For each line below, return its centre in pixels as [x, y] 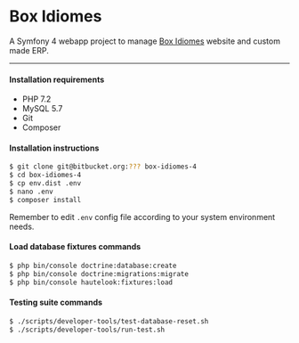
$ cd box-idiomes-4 [45, 176]
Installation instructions [54, 148]
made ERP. [29, 50]
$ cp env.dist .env [45, 184]
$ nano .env [31, 192]
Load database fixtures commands [75, 247]
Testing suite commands [56, 302]
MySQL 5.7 [42, 109]
